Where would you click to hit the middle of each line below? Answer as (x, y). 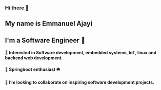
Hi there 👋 (17, 8)
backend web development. (34, 58)
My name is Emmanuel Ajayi (49, 24)
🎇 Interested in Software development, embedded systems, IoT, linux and (81, 53)
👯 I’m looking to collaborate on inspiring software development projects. (80, 82)
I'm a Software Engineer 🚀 (45, 40)
